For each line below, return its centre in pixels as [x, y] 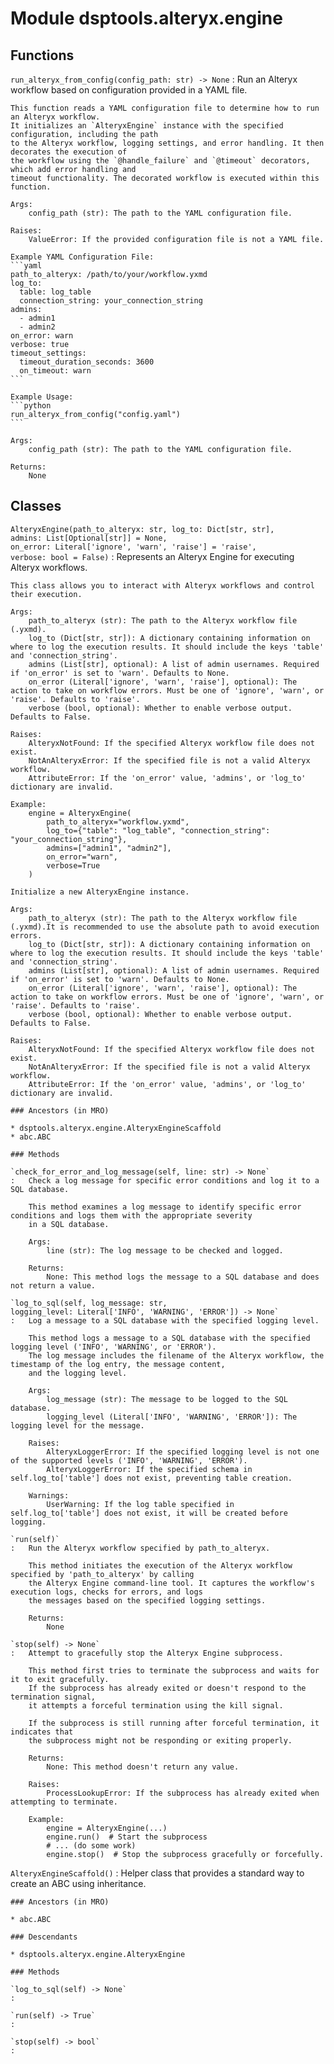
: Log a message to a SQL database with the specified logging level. [165, 1320]
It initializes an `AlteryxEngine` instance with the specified [147, 126]
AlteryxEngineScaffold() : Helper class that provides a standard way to [157, 1873]
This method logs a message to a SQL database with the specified [169, 1338]
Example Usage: [42, 397]
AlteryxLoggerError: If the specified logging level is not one [183, 1452]
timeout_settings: [48, 353]
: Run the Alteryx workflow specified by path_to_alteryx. [140, 1548]
